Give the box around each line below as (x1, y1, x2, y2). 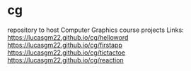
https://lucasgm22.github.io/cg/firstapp (7, 40, 122, 49)
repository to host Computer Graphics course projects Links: (7, 26, 184, 34)
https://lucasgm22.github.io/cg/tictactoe (7, 48, 126, 57)
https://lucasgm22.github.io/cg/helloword (7, 33, 129, 41)
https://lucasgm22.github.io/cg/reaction (7, 55, 124, 64)
